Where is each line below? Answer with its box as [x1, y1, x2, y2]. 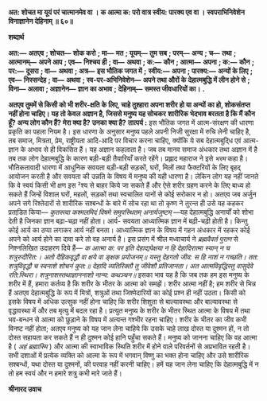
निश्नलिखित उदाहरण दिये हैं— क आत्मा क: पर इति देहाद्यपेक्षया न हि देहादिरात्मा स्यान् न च [8, 243, 230, 252]
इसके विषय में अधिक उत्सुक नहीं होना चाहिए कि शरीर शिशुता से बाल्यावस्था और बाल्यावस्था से [8, 297, 238, 306]
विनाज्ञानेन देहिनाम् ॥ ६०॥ [8, 17, 73, 25]
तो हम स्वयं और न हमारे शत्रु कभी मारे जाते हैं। [8, 368, 122, 378]
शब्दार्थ [8, 33, 25, 41]
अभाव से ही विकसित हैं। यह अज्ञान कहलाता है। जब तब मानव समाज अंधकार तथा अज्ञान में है [27, 145, 258, 154]
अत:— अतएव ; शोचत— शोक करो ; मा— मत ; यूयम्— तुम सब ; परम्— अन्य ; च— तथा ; [8, 49, 237, 57]
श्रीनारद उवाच [8, 384, 42, 394]
